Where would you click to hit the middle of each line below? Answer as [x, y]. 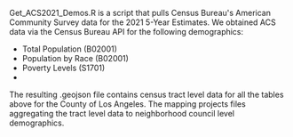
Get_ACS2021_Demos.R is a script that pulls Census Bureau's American [140, 13]
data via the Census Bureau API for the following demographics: [127, 32]
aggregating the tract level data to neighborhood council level [122, 113]
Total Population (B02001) [70, 49]
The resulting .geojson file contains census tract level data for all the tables [146, 94]
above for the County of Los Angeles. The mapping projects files [127, 104]
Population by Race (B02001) [75, 58]
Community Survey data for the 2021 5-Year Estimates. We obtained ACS [143, 22]
